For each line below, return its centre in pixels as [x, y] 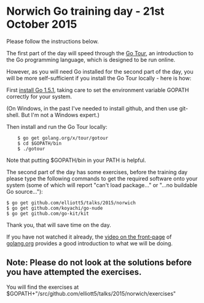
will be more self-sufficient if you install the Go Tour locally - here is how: [99, 78]
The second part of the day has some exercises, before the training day [97, 172]
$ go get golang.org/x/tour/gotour [63, 138]
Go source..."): [25, 191]
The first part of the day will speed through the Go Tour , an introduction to [100, 53]
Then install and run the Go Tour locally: [57, 126]
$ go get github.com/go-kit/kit [48, 213]
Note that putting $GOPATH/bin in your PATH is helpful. [76, 160]
